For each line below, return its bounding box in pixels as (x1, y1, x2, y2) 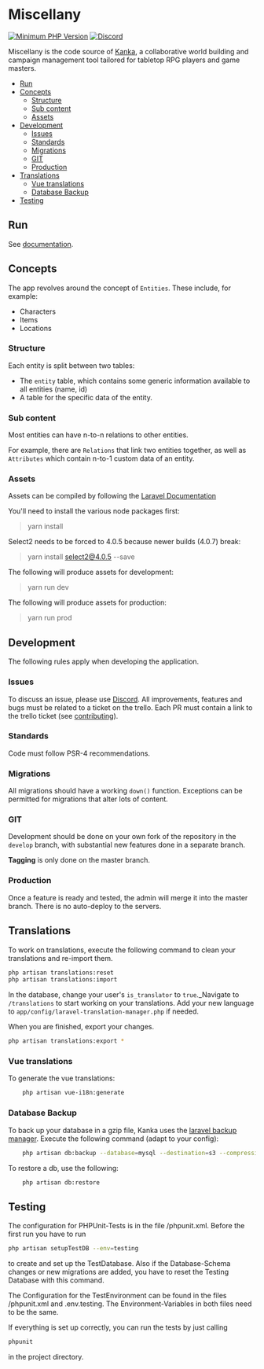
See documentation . (8, 239, 74, 248)
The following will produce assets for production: (8, 598, 167, 607)
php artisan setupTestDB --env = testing (8, 1245, 139, 1253)
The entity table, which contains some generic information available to (19, 376, 251, 385)
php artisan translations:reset (8, 969, 114, 977)
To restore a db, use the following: (8, 1163, 119, 1172)
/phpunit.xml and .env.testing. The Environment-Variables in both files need (8, 1299, 252, 1308)
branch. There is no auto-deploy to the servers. (8, 901, 162, 911)
